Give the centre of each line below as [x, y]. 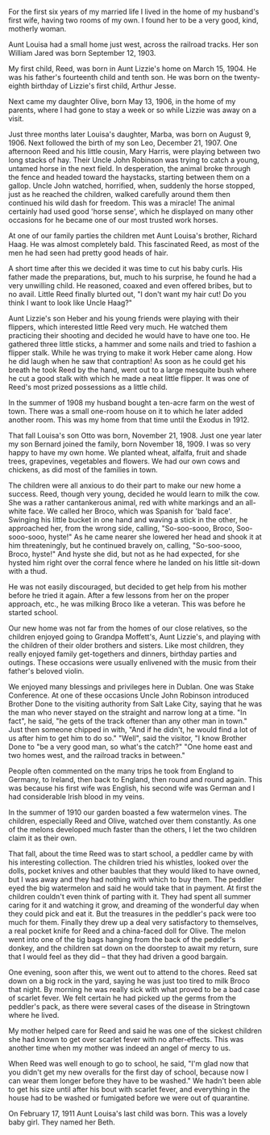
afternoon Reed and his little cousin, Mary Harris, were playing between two [134, 151]
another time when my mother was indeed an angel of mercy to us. [120, 1048]
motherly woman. [37, 29]
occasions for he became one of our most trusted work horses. [113, 220]
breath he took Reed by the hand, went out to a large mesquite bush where [133, 370]
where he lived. [34, 1015]
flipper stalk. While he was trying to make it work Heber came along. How [130, 353]
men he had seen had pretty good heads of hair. [88, 253]
